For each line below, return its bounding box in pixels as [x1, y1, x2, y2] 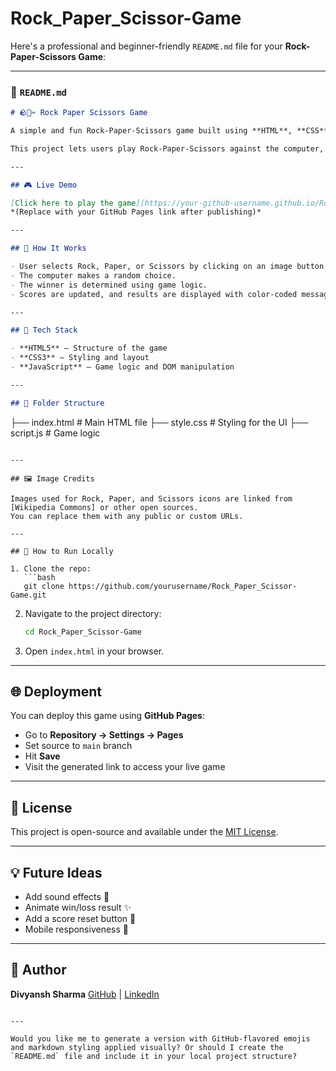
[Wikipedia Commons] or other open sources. [10, 502, 199, 512]
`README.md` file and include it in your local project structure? [10, 1051, 298, 1061]
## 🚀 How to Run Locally [10, 546, 114, 556]
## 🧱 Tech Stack [10, 325, 78, 336]
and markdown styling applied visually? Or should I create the [10, 1042, 284, 1052]
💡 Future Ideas [10, 864, 103, 881]
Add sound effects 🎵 [24, 891, 110, 903]
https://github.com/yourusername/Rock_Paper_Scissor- [68, 581, 298, 591]
